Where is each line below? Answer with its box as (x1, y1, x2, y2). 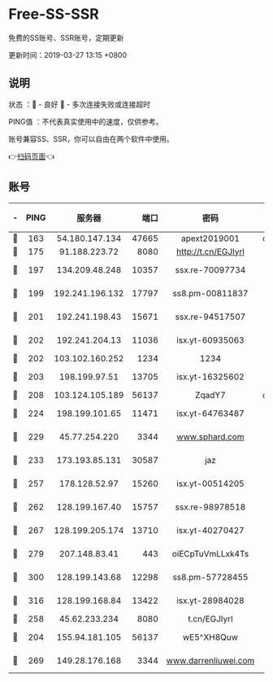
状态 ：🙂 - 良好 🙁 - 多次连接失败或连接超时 (8, 99, 150, 109)
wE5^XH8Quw (182, 632, 238, 643)
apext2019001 (181, 233, 240, 244)
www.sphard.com (176, 431, 245, 442)
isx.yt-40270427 (175, 524, 245, 536)
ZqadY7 (194, 389, 226, 400)
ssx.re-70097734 (175, 264, 246, 275)
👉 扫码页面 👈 (8, 151, 55, 161)
